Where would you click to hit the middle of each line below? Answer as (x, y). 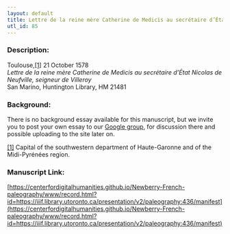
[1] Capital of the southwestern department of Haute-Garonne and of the (110, 147)
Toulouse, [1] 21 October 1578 (48, 65)
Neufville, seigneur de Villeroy (49, 79)
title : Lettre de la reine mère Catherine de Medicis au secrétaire (107, 20)
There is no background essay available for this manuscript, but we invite (110, 119)
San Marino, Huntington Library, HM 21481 (67, 87)
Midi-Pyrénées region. (39, 154)
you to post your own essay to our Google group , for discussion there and (111, 127)
